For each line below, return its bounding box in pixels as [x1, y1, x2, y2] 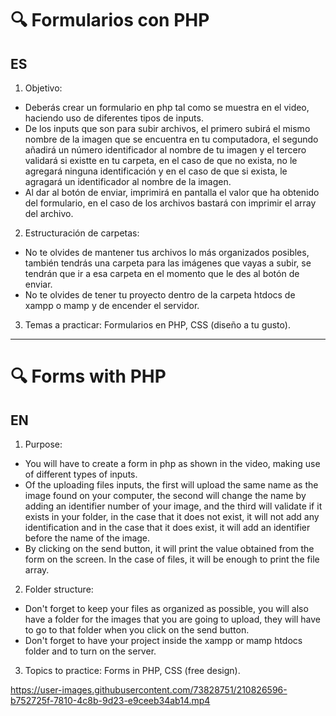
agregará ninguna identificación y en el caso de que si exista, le [24, 165, 288, 177]
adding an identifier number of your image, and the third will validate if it [24, 500, 323, 512]
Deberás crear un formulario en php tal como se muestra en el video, [24, 102, 310, 113]
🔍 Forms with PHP [10, 365, 167, 388]
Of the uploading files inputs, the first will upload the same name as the [24, 479, 319, 491]
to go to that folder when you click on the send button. [24, 624, 250, 636]
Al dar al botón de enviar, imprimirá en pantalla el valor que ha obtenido [24, 187, 320, 198]
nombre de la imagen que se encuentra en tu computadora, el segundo [24, 133, 319, 145]
